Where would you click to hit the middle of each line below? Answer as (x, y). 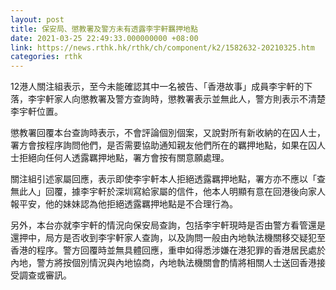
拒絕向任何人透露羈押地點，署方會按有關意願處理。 (124, 158)
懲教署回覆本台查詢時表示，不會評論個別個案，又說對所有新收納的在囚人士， (168, 133)
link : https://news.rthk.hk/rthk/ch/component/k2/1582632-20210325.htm (162, 47)
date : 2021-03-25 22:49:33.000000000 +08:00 (104, 38)
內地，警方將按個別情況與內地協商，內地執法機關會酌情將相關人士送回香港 (163, 263)
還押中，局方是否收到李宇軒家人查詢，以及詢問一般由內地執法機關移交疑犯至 (168, 238)
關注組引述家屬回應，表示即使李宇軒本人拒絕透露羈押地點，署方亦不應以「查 (168, 179)
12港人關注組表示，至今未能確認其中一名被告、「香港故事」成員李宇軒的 (157, 87)
